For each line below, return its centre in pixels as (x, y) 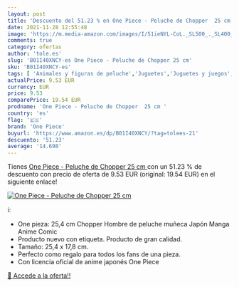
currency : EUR (28, 87)
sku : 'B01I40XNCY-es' (39, 67)
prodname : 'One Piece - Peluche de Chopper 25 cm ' (87, 107)
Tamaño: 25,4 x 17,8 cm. (53, 247)
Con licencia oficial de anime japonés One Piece (88, 262)
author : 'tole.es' (34, 54)
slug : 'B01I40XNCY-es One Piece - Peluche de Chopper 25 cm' (100, 61)
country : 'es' (28, 113)
